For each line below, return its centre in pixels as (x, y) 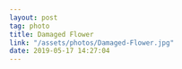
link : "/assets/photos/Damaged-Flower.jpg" (92, 43)
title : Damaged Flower (52, 34)
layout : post (34, 17)
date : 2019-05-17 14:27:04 (60, 51)
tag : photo (30, 26)
